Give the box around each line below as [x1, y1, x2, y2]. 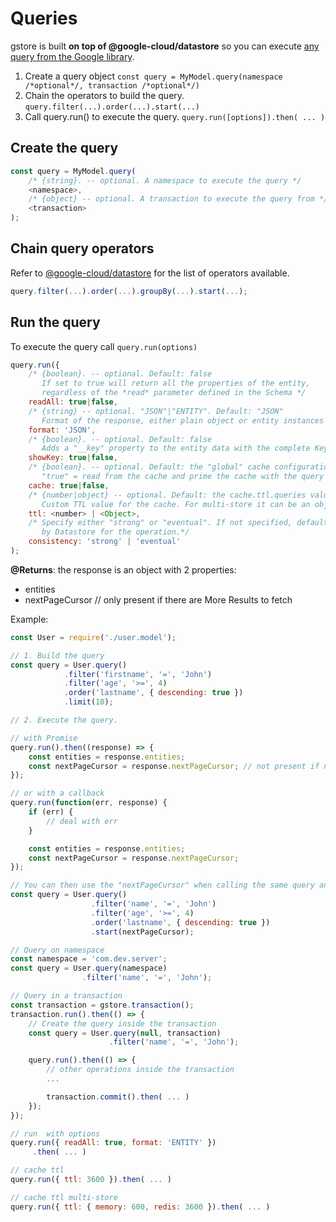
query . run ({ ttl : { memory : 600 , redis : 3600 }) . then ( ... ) [10, 1202, 271, 1212]
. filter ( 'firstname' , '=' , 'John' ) [63, 669, 213, 679]
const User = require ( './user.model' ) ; [10, 632, 177, 642]
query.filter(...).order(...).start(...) [24, 102, 200, 112]
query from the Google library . [10, 50, 135, 62]
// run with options [10, 1128, 101, 1139]
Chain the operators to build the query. [24, 89, 185, 101]
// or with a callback [10, 788, 105, 799]
